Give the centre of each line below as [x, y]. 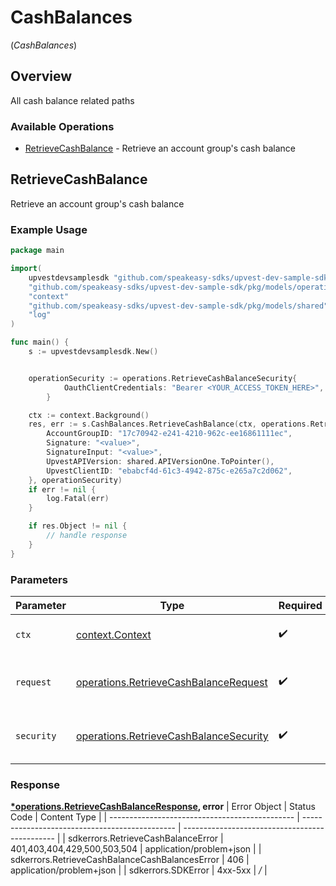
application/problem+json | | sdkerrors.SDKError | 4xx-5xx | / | [139, 870]
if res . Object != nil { [78, 526]
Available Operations [62, 126]
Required [300, 605]
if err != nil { [62, 489]
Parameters [39, 579]
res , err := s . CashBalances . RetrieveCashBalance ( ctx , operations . [169, 424]
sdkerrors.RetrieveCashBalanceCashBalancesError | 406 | [130, 860]
